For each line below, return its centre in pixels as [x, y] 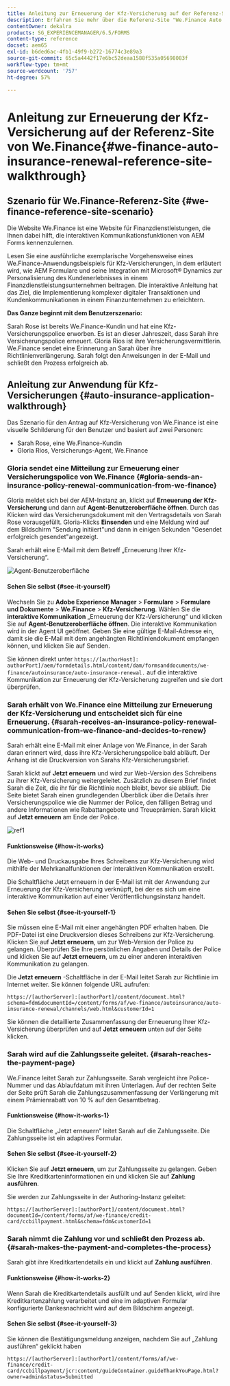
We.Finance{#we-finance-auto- [125, 147]
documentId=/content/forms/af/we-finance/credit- [79, 1216]
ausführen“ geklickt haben [44, 1346]
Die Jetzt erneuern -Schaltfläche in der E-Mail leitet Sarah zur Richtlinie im [113, 977]
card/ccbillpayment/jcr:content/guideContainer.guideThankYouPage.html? [113, 1371]
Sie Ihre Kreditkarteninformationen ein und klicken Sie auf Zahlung [101, 1177]
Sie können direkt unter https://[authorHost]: [73, 659]
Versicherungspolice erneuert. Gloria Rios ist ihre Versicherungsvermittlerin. [114, 341]
